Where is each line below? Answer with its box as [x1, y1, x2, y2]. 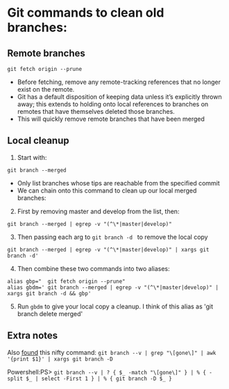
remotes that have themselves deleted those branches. [17, 108, 175, 115]
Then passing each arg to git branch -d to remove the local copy [17, 233, 208, 241]
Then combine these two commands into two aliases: [17, 264, 170, 272]
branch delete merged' [17, 309, 83, 317]
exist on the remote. [17, 85, 75, 93]
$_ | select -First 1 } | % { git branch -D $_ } [25, 375, 172, 382]
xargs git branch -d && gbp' [7, 290, 92, 297]
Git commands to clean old [7, 5, 164, 21]
